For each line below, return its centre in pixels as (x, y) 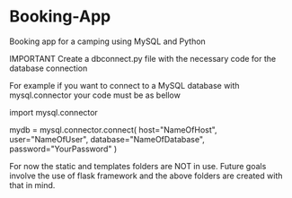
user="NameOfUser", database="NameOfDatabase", (107, 139)
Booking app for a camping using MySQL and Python (108, 41)
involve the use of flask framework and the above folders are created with (146, 176)
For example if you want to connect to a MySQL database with (124, 85)
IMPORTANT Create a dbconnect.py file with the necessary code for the (143, 58)
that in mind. (32, 185)
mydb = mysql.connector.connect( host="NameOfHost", (113, 129)
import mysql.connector (54, 112)
